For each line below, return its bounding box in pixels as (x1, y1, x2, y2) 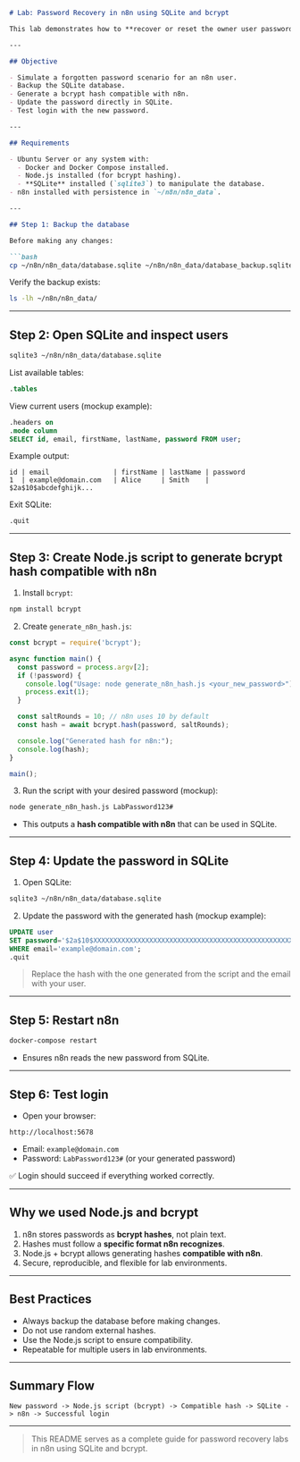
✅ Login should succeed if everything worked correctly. (9, 1170, 215, 1180)
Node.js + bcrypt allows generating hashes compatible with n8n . (21, 1247, 263, 1258)
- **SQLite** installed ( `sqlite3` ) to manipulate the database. (17, 180, 266, 189)
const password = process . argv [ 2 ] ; (17, 663, 150, 672)
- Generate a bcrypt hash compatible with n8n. (9, 89, 190, 98)
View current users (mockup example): (9, 401, 153, 411)
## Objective (9, 56, 58, 66)
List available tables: (9, 367, 85, 377)
